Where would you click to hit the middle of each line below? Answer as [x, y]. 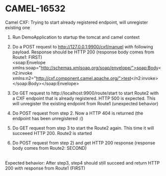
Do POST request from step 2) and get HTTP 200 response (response [83, 143]
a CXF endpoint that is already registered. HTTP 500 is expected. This [84, 98]
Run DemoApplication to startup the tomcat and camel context [76, 37]
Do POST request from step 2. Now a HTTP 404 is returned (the [78, 113]
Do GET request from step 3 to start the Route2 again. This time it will [83, 128]
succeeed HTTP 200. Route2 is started [52, 133]
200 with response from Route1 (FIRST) [45, 168]
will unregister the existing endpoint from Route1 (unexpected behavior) [85, 103]
